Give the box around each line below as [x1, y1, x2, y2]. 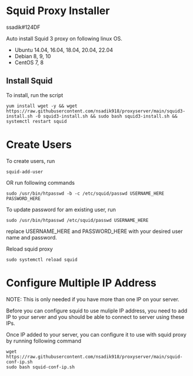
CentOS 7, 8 [14, 59, 44, 66]
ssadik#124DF [6, 24, 41, 31]
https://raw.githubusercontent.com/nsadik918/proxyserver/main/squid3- [6, 108, 185, 114]
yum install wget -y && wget [6, 103, 78, 109]
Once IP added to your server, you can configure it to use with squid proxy [6, 331, 187, 338]
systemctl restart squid [6, 118, 67, 124]
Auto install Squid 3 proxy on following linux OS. [6, 35, 122, 42]
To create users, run [6, 157, 55, 164]
